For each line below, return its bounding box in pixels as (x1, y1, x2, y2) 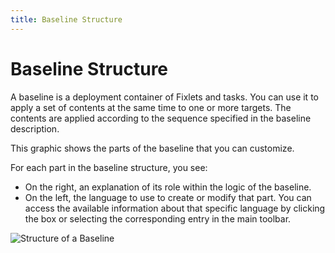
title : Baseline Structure (10, 14, 123, 25)
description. (10, 122, 60, 135)
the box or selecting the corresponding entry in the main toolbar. (24, 212, 292, 225)
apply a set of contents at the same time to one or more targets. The (10, 101, 292, 113)
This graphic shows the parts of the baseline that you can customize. (10, 142, 295, 154)
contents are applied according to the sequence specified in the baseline (10, 112, 312, 124)
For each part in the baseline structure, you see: (10, 161, 208, 173)
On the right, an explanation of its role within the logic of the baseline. (24, 181, 312, 193)
